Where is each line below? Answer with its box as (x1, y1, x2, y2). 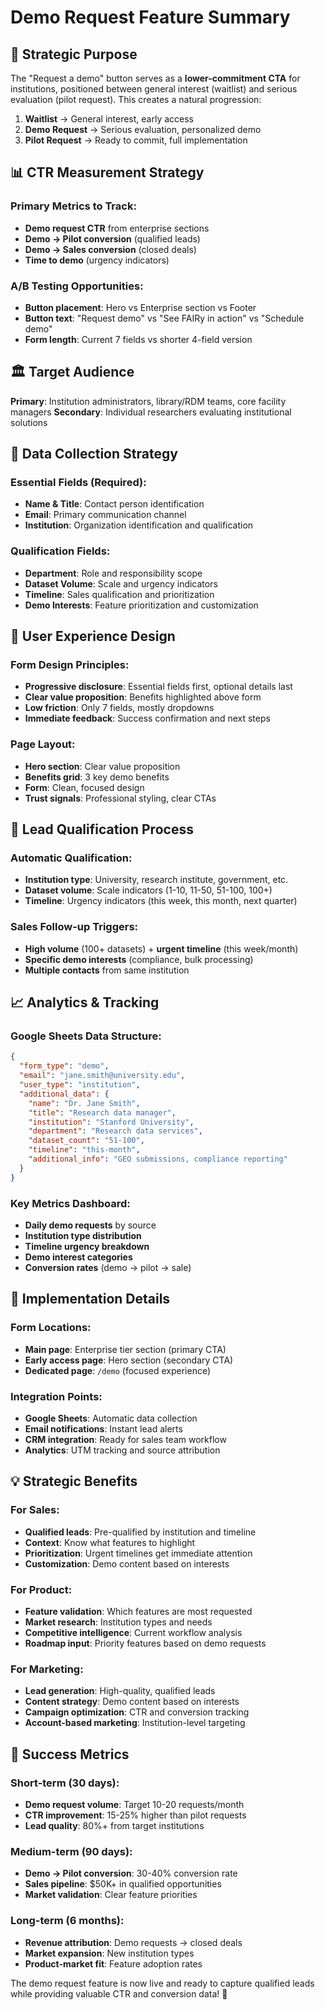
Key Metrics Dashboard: (10, 1196, 131, 1210)
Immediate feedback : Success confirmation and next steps (24, 712, 271, 725)
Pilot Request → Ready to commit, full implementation (24, 134, 248, 146)
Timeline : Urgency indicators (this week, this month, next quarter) (24, 895, 298, 907)
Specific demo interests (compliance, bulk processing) (24, 953, 254, 965)
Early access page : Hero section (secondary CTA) (24, 1354, 234, 1366)
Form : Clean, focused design (24, 781, 145, 793)
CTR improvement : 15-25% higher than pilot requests (24, 1809, 247, 1821)
